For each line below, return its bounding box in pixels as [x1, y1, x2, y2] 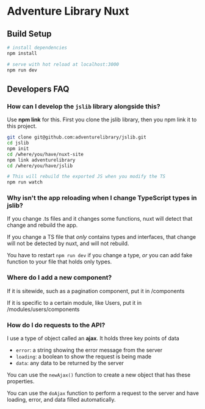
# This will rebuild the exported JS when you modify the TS [7, 174, 166, 180]
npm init [7, 145, 29, 152]
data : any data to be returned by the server [15, 360, 124, 367]
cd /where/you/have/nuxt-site [7, 151, 84, 157]
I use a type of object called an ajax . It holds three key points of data [7, 335, 179, 342]
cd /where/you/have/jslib [7, 163, 73, 169]
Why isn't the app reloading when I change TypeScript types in [7, 194, 197, 202]
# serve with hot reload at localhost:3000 [7, 61, 120, 68]
